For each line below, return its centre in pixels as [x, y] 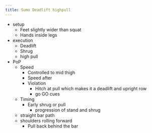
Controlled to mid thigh [51, 72]
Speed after [40, 78]
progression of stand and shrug [68, 110]
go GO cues [48, 94]
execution [23, 40]
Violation [37, 83]
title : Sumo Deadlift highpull [38, 10]
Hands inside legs [39, 35]
